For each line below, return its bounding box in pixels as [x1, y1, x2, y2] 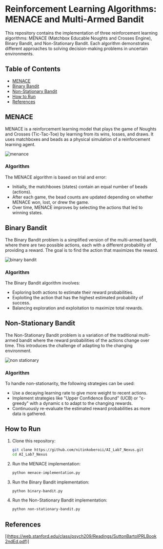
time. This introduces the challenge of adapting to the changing [5, 342, 133, 348]
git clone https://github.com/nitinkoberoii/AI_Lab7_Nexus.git [12, 447, 144, 452]
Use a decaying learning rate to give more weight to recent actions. [12, 390, 148, 396]
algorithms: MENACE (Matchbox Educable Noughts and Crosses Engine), [5, 35, 152, 41]
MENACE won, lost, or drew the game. [12, 199, 89, 205]
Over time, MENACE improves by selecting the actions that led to [12, 204, 143, 210]
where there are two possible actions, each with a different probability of [5, 242, 151, 248]
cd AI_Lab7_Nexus [12, 452, 48, 457]
